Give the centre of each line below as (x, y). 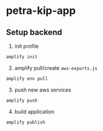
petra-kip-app (41, 11)
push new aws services (43, 90)
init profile (26, 46)
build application (34, 111)
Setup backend (34, 32)
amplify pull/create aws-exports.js (56, 68)
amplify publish (26, 122)
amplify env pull (27, 79)
